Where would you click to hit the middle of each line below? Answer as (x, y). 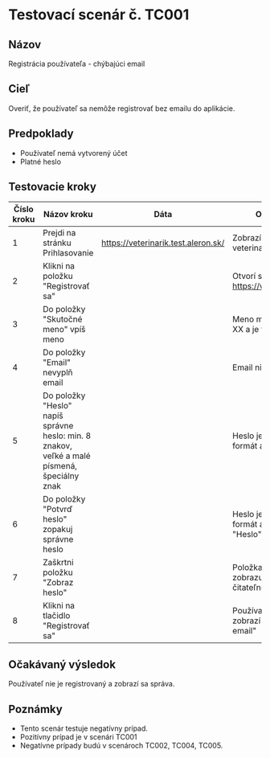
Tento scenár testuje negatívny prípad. (84, 728)
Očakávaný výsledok (62, 664)
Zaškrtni (58, 563)
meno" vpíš (64, 330)
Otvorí (244, 277)
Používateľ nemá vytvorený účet (74, 153)
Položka (247, 567)
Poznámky (35, 709)
